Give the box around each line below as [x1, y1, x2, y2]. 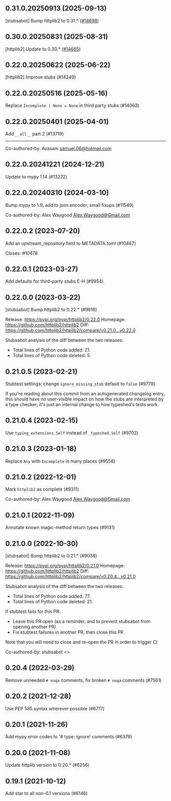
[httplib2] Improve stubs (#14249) [5, 74, 76, 81]
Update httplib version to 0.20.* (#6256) [5, 762, 90, 768]
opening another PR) [12, 624, 56, 630]
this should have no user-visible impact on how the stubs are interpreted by [5, 396, 164, 402]
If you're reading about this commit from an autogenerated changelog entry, [5, 390, 165, 396]
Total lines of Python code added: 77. [12, 593, 91, 599]
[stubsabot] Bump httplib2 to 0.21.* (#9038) [5, 553, 98, 558]
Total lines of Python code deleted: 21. [12, 599, 93, 604]
